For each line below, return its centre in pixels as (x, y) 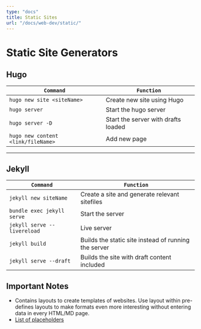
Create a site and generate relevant (130, 194)
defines (24, 307)
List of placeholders (39, 319)
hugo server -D (31, 123)
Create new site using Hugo (144, 100)
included (93, 265)
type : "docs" (22, 12)
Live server (96, 228)
